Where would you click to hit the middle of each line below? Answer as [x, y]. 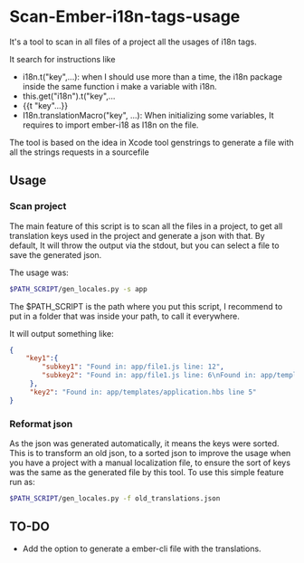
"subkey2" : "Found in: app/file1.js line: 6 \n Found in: [149, 376]
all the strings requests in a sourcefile [79, 152]
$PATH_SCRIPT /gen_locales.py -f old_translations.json [115, 498]
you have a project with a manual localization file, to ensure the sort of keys [150, 463]
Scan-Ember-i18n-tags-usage [125, 17]
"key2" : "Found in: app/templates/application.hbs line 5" [143, 392]
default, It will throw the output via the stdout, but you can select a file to [144, 245]
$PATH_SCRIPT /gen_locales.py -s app [78, 289]
